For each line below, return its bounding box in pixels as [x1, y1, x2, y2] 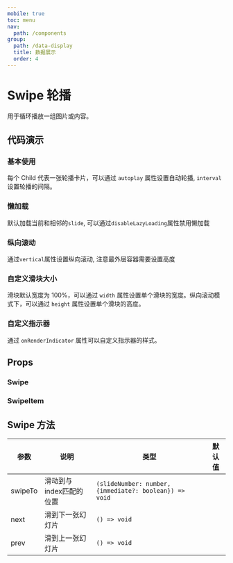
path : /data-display [13, 42, 73, 49]
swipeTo [10, 486, 38, 496]
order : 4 [13, 56, 39, 63]
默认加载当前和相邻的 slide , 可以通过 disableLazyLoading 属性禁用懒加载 [7, 218, 210, 227]
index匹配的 [44, 486, 83, 496]
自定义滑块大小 [7, 274, 58, 284]
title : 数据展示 [13, 49, 57, 56]
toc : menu [7, 17, 36, 24]
